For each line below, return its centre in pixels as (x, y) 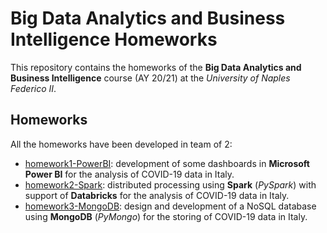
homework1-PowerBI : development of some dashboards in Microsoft (167, 163)
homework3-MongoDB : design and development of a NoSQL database (170, 206)
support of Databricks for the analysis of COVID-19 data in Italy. (157, 195)
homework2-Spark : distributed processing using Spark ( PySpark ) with (170, 184)
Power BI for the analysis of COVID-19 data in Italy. (129, 174)
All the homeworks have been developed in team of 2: (121, 144)
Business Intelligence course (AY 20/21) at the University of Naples (150, 78)
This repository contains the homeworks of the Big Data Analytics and (156, 67)
